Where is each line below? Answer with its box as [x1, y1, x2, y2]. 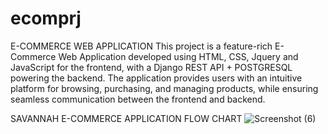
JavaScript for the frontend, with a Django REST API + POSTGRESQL [10, 61, 293, 73]
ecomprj [10, 7, 82, 30]
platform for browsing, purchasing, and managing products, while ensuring [10, 82, 319, 94]
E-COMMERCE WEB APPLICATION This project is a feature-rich [10, 40, 273, 52]
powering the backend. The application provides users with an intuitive [10, 72, 303, 84]
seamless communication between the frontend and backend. [10, 93, 266, 105]
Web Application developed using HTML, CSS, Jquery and [58, 50, 299, 62]
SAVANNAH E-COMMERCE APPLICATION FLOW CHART [10, 112, 243, 124]
